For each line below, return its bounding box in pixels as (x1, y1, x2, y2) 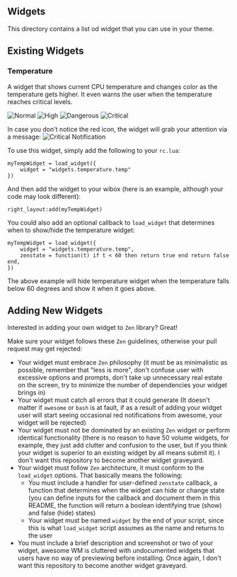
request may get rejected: (7, 345, 83, 353)
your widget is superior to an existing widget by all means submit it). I (17, 449, 220, 457)
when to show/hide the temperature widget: (7, 226, 136, 234)
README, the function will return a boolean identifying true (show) (28, 501, 222, 510)
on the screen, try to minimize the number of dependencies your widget (17, 381, 228, 389)
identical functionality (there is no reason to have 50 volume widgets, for (17, 433, 229, 442)
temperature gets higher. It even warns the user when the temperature (7, 90, 212, 98)
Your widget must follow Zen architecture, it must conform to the (17, 464, 205, 472)
